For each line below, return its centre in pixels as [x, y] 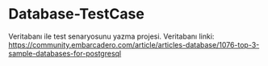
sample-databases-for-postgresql [65, 53]
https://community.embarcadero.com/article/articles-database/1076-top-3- [134, 44]
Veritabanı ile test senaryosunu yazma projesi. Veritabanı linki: [111, 36]
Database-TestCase [77, 14]
